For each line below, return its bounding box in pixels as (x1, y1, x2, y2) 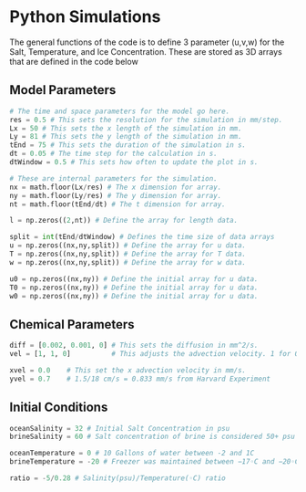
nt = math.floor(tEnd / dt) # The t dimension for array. (9, 199, 226, 209)
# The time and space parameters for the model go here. (9, 107, 230, 116)
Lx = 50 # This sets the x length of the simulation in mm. (9, 123, 243, 133)
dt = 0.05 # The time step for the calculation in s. (9, 149, 219, 159)
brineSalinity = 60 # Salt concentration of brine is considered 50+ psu (9, 432, 296, 442)
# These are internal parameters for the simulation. (9, 173, 219, 183)
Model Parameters (9, 82, 117, 98)
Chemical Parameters (9, 317, 135, 332)
